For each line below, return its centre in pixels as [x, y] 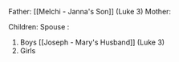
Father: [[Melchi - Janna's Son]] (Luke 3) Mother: [89, 12]
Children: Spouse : [39, 27]
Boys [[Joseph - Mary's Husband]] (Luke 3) [92, 42]
